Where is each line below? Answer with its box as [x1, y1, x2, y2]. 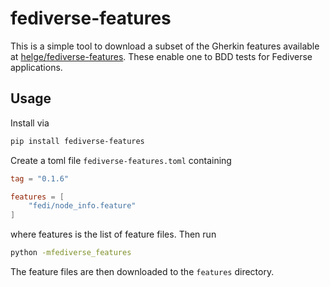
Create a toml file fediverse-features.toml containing [10, 154, 232, 166]
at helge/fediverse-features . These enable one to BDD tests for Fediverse [10, 50, 313, 62]
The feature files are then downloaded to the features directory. [10, 266, 275, 277]
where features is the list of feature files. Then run [10, 228, 217, 241]
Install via [10, 117, 50, 129]
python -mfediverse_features [10, 248, 132, 258]
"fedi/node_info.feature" [28, 201, 137, 211]
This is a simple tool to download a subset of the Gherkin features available [10, 40, 320, 52]
